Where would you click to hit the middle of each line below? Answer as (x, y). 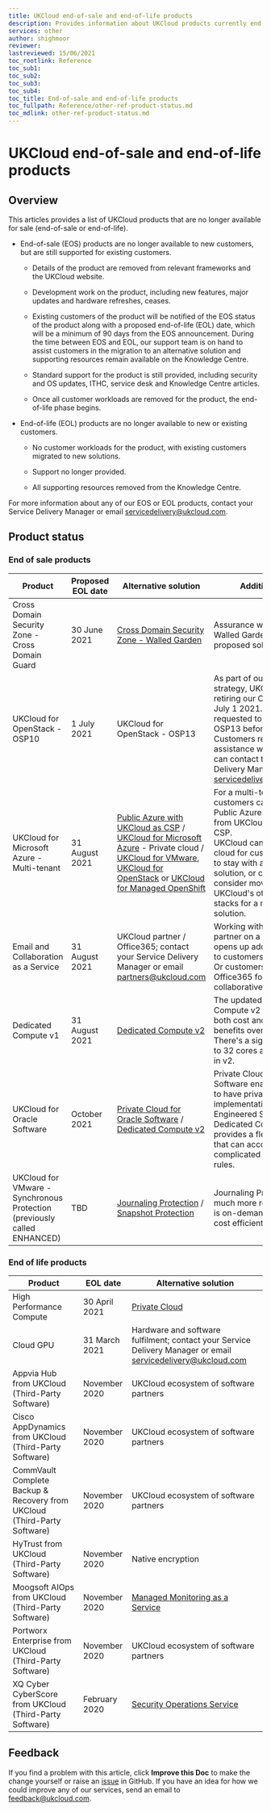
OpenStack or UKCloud (161, 878)
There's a (231, 1040)
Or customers (240, 967)
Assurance (234, 625)
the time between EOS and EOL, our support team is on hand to (138, 342)
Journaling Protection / (160, 1202)
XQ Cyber (31, 1683)
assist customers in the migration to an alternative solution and (136, 351)
